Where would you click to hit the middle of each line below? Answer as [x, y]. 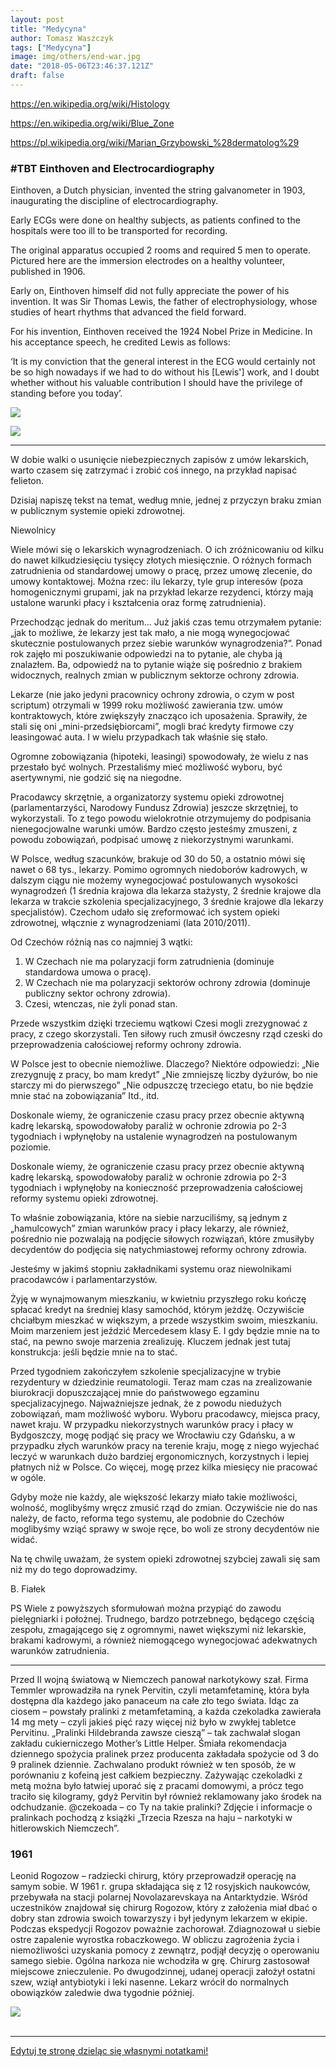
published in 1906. [48, 272]
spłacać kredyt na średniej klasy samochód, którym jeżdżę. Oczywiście [157, 1310]
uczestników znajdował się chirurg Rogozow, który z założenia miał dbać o [164, 1908]
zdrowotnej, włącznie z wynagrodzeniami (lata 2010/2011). [130, 923]
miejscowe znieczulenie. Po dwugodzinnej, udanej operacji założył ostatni [163, 1972]
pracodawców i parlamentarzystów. [84, 1280]
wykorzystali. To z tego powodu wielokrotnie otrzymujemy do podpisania [161, 818]
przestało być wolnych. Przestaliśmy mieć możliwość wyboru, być [146, 767]
